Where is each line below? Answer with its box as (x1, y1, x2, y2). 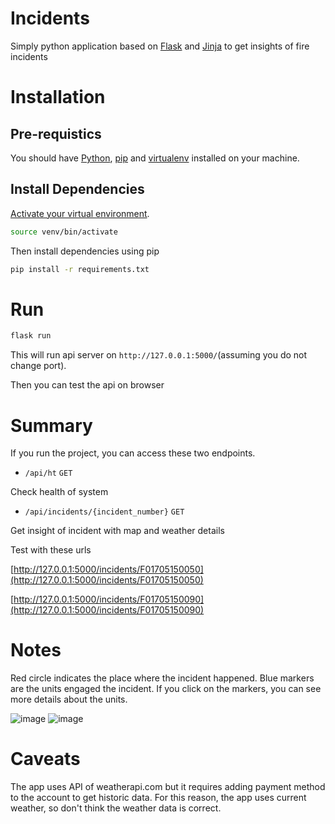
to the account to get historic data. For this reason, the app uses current (10, 792, 307, 804)
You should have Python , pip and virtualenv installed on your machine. (10, 152, 300, 164)
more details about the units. (10, 693, 128, 706)
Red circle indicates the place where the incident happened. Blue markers (10, 672, 315, 684)
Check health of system (10, 486, 109, 498)
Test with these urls (10, 544, 92, 556)
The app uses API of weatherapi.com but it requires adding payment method (10, 781, 326, 793)
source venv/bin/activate (10, 227, 118, 237)
